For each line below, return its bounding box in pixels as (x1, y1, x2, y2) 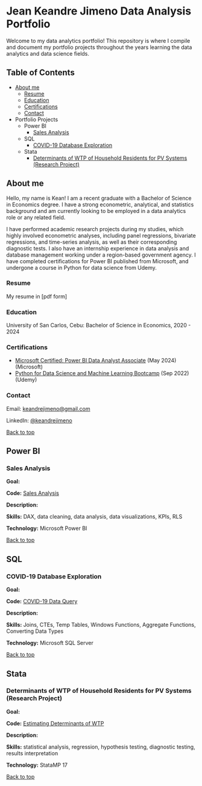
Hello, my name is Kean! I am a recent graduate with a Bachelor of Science (6, 194, 192, 201)
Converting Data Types (6, 627, 64, 635)
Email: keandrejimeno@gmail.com (6, 405, 90, 412)
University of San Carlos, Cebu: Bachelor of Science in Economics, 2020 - (6, 322, 191, 329)
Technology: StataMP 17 (6, 761, 68, 768)
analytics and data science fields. (6, 50, 89, 57)
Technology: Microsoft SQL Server (6, 640, 93, 647)
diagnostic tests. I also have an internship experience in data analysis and (6, 244, 189, 252)
